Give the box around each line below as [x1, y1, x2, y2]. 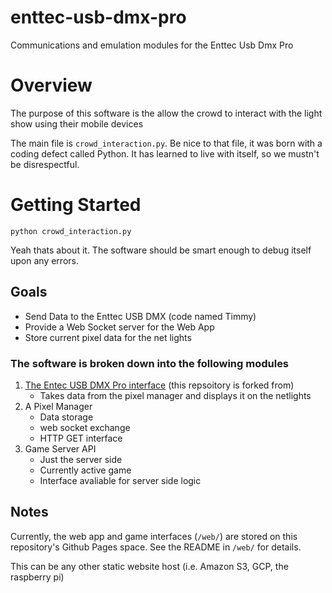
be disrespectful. [10, 158, 80, 170]
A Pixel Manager [24, 400, 93, 412]
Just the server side [39, 453, 123, 465]
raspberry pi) [10, 571, 65, 583]
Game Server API [24, 442, 97, 455]
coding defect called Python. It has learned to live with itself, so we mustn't [10, 147, 320, 160]
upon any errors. [10, 254, 79, 266]
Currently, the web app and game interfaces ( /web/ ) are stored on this [10, 530, 298, 542]
